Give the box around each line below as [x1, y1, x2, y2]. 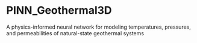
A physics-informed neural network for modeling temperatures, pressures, [6, 23, 192, 30]
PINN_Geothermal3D [6, 4, 113, 17]
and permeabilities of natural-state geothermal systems [6, 29, 145, 36]
